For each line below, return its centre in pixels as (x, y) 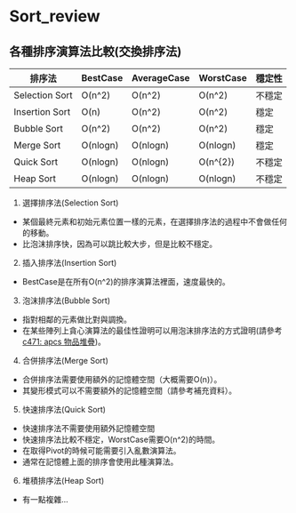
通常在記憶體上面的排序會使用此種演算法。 (100, 461)
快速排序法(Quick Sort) (64, 409)
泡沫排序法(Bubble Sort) (66, 301)
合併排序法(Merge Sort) (65, 361)
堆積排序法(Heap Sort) (63, 481)
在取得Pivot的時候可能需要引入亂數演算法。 (101, 450)
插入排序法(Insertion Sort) (69, 263)
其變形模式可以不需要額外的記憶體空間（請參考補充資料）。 (129, 390)
